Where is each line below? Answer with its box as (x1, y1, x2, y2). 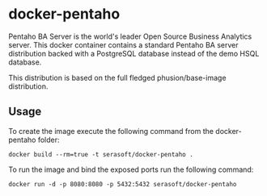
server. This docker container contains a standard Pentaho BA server (8, 40, 239, 49)
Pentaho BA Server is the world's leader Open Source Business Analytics (8, 31, 252, 41)
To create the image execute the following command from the (8, 126, 214, 136)
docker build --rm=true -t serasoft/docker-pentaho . (8, 150, 194, 158)
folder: (37, 135, 60, 144)
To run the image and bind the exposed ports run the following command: (8, 165, 254, 174)
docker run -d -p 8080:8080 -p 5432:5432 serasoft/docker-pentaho (8, 180, 237, 188)
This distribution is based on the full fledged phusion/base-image (8, 73, 227, 82)
